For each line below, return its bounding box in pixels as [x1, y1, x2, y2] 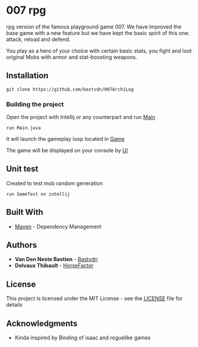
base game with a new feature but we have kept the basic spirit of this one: [6, 29, 190, 36]
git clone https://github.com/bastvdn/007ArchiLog [6, 86, 134, 92]
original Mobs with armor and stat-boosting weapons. [6, 53, 138, 60]
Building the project [6, 100, 64, 108]
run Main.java [6, 125, 41, 131]
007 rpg [6, 4, 46, 17]
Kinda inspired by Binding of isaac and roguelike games [14, 334, 151, 341]
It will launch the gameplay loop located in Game [6, 136, 125, 143]
